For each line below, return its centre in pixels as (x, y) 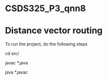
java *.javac (17, 72)
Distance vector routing (54, 31)
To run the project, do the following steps (46, 44)
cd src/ (12, 53)
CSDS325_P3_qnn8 (45, 8)
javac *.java (17, 63)
